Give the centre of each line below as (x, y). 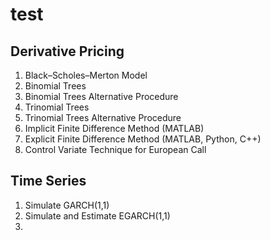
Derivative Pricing (67, 51)
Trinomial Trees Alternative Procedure (103, 117)
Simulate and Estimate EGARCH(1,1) (97, 215)
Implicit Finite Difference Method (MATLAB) (114, 128)
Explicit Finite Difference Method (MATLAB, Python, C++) (143, 139)
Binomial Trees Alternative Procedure (101, 96)
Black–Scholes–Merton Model (86, 75)
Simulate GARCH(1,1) (67, 205)
